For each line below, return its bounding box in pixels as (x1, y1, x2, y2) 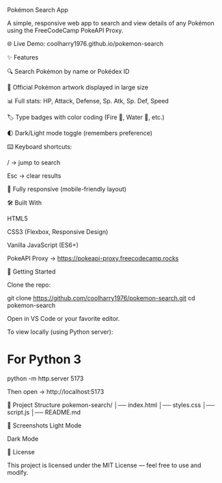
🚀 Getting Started (7, 267, 56, 276)
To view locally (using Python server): (7, 328, 113, 336)
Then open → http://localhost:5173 (7, 387, 105, 395)
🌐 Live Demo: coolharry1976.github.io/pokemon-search (7, 40, 164, 47)
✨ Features (7, 53, 39, 61)
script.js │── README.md (7, 408, 81, 416)
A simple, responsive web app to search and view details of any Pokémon (7, 19, 214, 27)
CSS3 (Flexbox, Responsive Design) (7, 228, 109, 235)
